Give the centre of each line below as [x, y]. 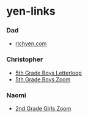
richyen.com [31, 43]
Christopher [25, 59]
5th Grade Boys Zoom [43, 79]
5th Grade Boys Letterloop [49, 73]
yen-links [31, 11]
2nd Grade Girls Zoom [43, 109]
